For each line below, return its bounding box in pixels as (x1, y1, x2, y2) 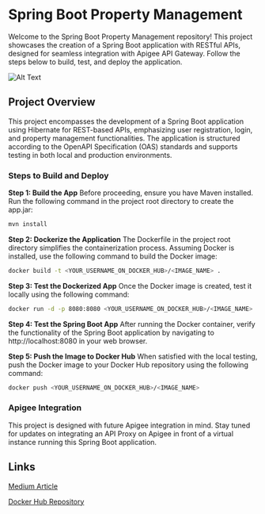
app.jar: (8, 205, 33, 215)
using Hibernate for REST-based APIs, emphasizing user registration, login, (8, 125, 253, 134)
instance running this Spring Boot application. (8, 437, 157, 447)
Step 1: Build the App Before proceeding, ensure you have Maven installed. (8, 188, 254, 198)
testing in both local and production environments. (8, 150, 172, 159)
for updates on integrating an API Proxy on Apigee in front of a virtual (8, 428, 234, 438)
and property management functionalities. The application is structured (8, 133, 240, 143)
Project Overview (8, 95, 96, 109)
